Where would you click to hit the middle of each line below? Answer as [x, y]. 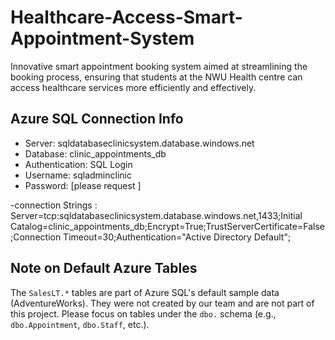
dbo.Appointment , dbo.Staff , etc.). [80, 324]
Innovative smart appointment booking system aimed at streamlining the [159, 66]
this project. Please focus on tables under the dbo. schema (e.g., [143, 313]
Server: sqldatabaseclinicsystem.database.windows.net [139, 143]
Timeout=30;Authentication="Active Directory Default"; [177, 237]
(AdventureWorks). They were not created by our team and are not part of [162, 303]
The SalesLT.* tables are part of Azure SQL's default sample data [145, 292]
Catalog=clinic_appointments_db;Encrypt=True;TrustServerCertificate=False [167, 226]
